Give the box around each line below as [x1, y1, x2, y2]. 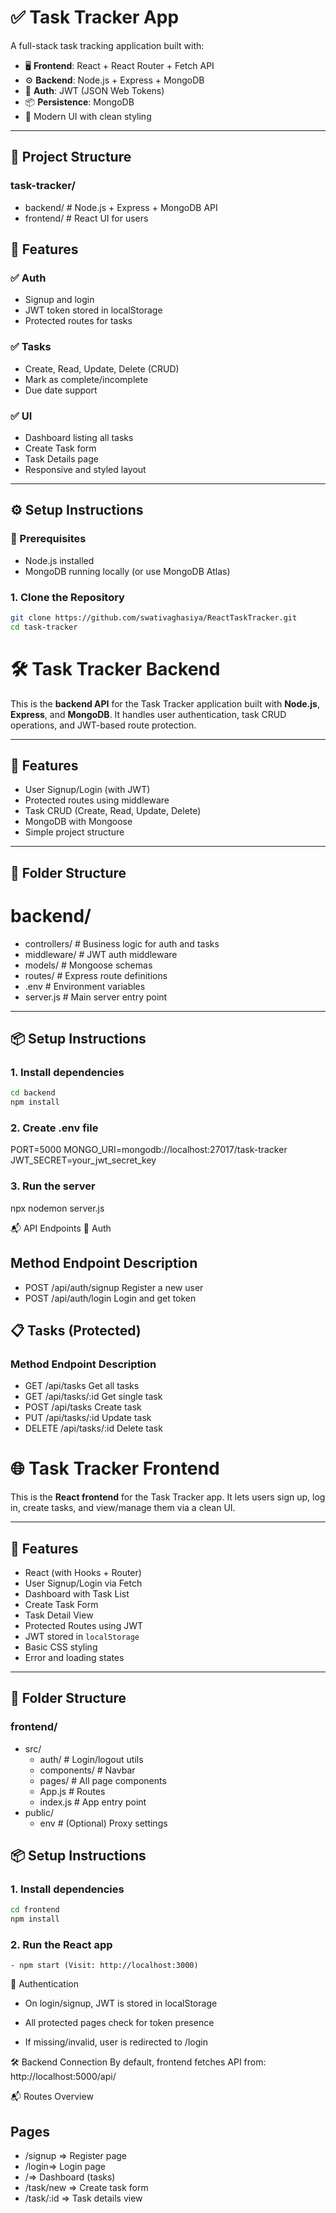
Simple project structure [24, 826, 125, 838]
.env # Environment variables [24, 980, 146, 992]
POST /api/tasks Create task [24, 1401, 142, 1413]
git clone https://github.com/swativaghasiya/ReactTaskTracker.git [10, 612, 298, 623]
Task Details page [24, 452, 99, 465]
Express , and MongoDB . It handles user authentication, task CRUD [10, 708, 287, 720]
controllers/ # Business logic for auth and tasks [24, 937, 220, 950]
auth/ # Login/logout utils [39, 1753, 144, 1765]
